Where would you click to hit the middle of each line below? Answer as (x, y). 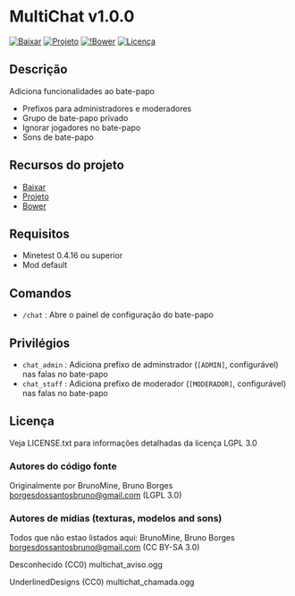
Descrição (38, 69)
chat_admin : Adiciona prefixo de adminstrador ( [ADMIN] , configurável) (150, 364)
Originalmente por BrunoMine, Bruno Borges (91, 486)
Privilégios (40, 343)
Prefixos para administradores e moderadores (107, 108)
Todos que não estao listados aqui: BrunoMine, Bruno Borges (122, 538)
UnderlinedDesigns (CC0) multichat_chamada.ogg (102, 582)
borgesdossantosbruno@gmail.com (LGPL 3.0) (96, 496)
